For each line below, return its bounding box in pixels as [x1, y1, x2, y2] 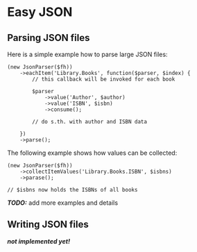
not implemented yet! [7, 237, 71, 245]
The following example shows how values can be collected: [7, 149, 178, 157]
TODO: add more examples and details [7, 199, 119, 207]
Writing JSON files [7, 219, 89, 230]
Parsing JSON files [7, 32, 90, 44]
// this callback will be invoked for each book [32, 76, 175, 83]
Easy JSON [7, 4, 73, 20]
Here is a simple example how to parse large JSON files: [7, 50, 168, 58]
